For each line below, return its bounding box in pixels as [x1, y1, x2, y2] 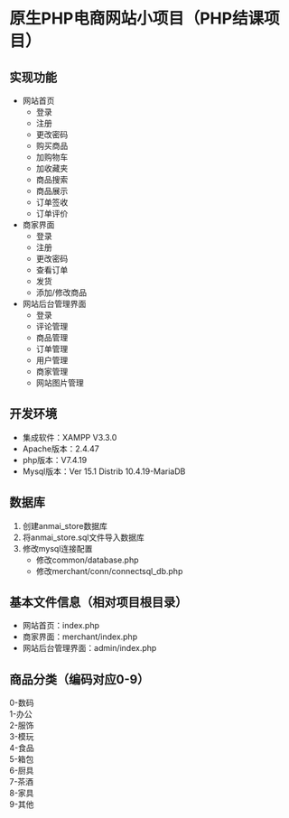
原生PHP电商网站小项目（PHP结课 [9, 8, 265, 29]
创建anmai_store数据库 [22, 520, 108, 531]
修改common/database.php [35, 554, 139, 565]
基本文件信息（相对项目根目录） [9, 595, 188, 610]
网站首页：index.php [22, 620, 99, 631]
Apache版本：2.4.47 [22, 443, 99, 454]
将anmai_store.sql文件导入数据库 [22, 532, 144, 543]
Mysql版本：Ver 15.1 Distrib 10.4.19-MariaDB [22, 466, 186, 477]
